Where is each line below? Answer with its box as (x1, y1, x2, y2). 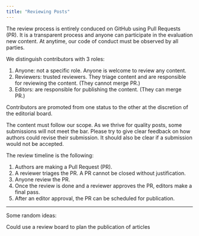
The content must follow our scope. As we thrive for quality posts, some (6, 121, 182, 128)
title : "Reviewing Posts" (6, 8, 70, 15)
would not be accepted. (6, 140, 64, 147)
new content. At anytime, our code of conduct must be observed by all (6, 37, 179, 44)
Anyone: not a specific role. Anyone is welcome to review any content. (14, 66, 187, 74)
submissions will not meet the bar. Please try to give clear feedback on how (6, 127, 191, 135)
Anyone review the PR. (14, 176, 70, 183)
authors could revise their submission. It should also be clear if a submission (6, 134, 192, 141)
